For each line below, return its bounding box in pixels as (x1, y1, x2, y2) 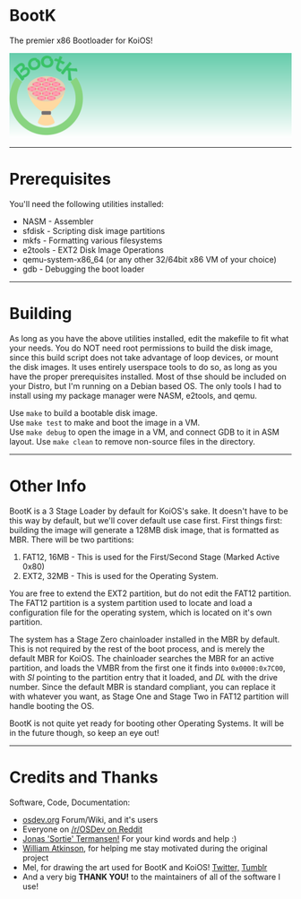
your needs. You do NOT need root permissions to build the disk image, (9, 342, 273, 353)
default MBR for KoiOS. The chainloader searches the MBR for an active (9, 653, 275, 663)
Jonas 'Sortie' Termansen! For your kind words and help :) (21, 833, 237, 843)
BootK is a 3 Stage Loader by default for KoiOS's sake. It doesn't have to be (9, 506, 288, 516)
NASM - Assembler (21, 216, 94, 227)
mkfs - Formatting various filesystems (21, 235, 163, 246)
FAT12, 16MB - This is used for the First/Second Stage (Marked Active (21, 551, 280, 562)
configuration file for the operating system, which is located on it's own (9, 607, 272, 618)
